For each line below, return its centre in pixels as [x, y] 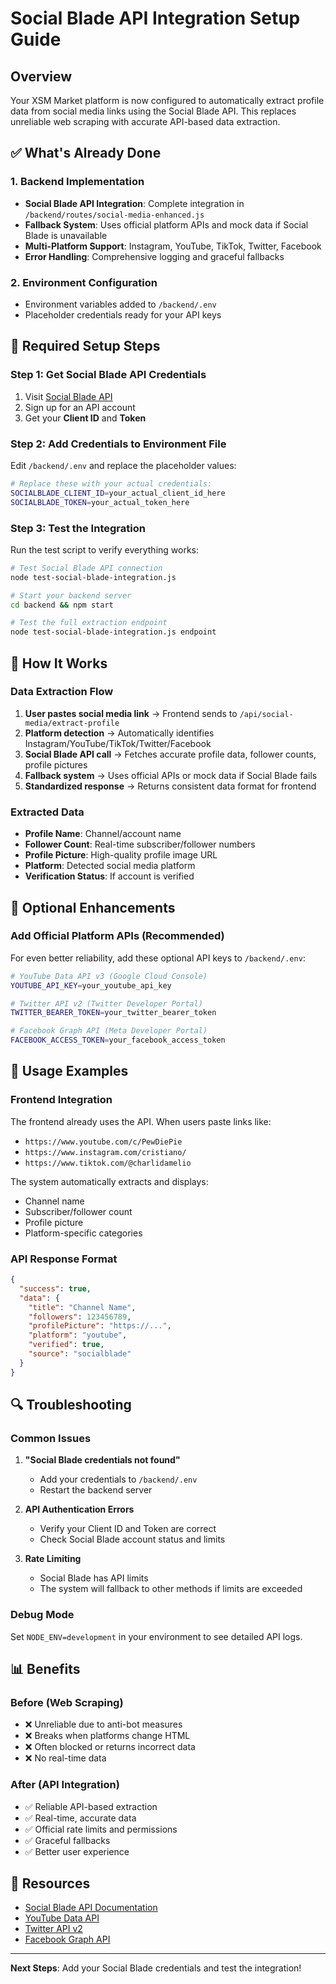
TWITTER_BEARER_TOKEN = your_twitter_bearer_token [113, 1013]
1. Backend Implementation [77, 182]
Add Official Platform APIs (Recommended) [117, 936]
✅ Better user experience [77, 1851]
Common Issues [51, 1438]
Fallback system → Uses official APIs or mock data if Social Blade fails [171, 775]
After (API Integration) [65, 1785]
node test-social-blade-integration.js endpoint [113, 632]
